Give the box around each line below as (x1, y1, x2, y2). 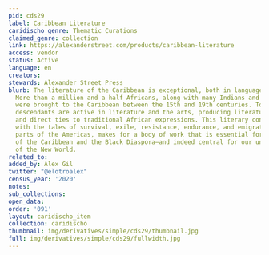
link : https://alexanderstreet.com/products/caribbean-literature (8, 42, 235, 50)
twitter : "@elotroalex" (8, 168, 88, 176)
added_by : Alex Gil (8, 161, 74, 169)
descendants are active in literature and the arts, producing (15, 109, 231, 117)
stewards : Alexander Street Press (8, 78, 124, 86)
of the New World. (15, 145, 78, 153)
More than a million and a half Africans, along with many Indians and (15, 94, 260, 102)
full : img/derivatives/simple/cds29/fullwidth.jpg (8, 235, 181, 243)
